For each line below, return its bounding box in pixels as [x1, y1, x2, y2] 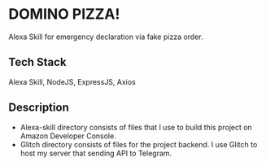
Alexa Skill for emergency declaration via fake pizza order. [8, 32, 203, 41]
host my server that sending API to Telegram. [20, 148, 172, 158]
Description [8, 101, 69, 115]
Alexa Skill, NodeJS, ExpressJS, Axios [8, 76, 136, 86]
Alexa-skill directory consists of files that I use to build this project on [20, 122, 252, 132]
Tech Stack [8, 55, 67, 69]
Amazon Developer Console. [20, 131, 116, 141]
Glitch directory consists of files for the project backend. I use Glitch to [20, 139, 258, 149]
